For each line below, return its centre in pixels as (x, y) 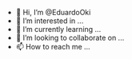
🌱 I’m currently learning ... (58, 29)
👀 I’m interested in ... (50, 21)
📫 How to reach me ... (53, 47)
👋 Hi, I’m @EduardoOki (53, 12)
